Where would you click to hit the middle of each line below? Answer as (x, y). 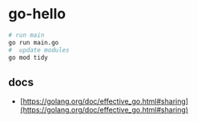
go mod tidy (28, 57)
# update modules (39, 50)
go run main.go (34, 42)
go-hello (37, 14)
